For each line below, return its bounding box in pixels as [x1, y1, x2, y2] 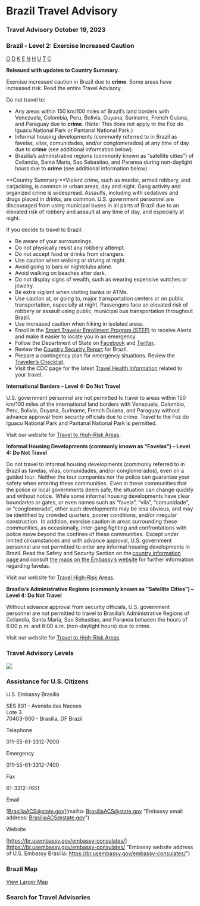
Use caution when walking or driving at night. [14, 257, 126, 264]
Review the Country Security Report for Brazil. [14, 345, 129, 353]
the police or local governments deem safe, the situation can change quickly [6, 486, 194, 494]
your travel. [14, 371, 43, 378]
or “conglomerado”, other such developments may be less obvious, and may [6, 505, 193, 512]
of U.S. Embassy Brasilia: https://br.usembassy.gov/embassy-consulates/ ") [6, 850, 190, 857]
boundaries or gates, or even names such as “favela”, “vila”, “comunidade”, [6, 499, 189, 506]
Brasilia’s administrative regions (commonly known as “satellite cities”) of [14, 152, 194, 160]
